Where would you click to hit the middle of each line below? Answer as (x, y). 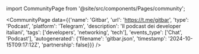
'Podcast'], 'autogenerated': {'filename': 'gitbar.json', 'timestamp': (87, 38)
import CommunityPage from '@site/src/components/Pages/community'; (96, 9)
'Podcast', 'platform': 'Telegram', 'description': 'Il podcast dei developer (94, 26)
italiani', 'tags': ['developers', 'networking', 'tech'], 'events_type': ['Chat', (94, 32)
